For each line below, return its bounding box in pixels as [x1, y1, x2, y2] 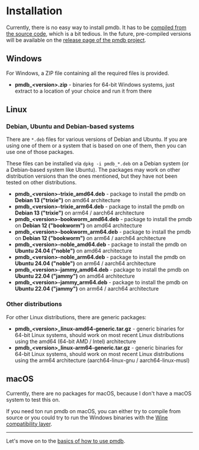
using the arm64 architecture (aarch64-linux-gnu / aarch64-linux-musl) [14, 357, 190, 364]
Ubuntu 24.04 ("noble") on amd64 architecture [14, 247, 132, 254]
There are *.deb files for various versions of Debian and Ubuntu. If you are [6, 136, 188, 143]
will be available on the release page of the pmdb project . [6, 36, 146, 43]
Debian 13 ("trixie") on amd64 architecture [14, 197, 121, 204]
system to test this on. [6, 396, 60, 403]
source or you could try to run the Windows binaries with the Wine [6, 414, 168, 421]
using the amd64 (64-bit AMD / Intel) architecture [14, 338, 136, 345]
